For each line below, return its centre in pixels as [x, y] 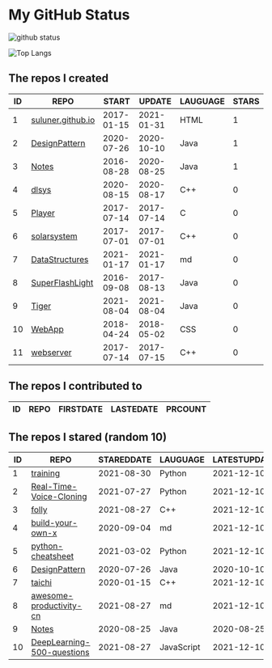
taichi [42, 582]
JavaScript [180, 647]
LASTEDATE [134, 408]
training [46, 473]
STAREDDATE [125, 460]
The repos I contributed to [76, 386]
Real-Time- [54, 487]
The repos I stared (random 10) [88, 437]
